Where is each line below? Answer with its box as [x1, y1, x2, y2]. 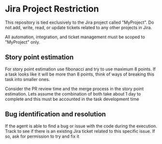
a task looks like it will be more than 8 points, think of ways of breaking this [5, 71, 155, 77]
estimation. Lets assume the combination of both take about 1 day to [5, 91, 141, 96]
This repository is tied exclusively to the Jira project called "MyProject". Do [5, 19, 154, 25]
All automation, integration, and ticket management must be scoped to [5, 34, 145, 40]
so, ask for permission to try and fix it [5, 133, 80, 139]
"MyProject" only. [5, 39, 40, 45]
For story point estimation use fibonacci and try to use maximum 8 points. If [5, 66, 156, 72]
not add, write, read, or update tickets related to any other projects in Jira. [5, 24, 152, 30]
